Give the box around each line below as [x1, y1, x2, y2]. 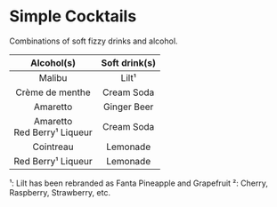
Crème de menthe [15, 86, 91, 99]
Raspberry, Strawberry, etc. [9, 187, 111, 197]
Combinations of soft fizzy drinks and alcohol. [9, 36, 178, 46]
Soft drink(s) [101, 56, 156, 68]
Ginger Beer [102, 100, 154, 113]
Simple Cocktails [9, 6, 137, 27]
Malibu [38, 71, 68, 84]
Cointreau [32, 140, 74, 153]
